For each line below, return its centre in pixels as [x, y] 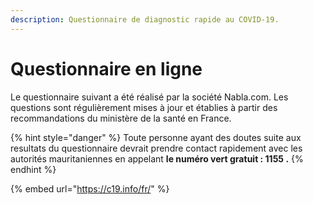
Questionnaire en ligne [106, 68]
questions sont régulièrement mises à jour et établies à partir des [144, 107]
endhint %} [33, 169]
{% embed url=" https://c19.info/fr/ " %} [90, 188]
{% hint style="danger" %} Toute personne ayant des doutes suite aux [156, 137]
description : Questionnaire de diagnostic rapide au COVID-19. [145, 19]
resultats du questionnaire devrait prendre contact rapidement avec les [156, 148]
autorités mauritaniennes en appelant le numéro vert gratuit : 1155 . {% [157, 158]
